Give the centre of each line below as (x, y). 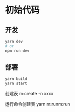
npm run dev (17, 51)
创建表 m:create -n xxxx (29, 94)
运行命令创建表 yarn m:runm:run (37, 104)
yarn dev (14, 41)
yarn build (16, 79)
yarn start (16, 84)
